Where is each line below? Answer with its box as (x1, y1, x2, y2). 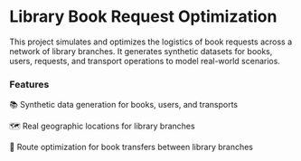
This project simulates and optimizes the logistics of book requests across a (9, 36, 293, 47)
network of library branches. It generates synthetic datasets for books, (9, 45, 273, 56)
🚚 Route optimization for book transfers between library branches (9, 142, 254, 153)
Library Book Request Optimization (9, 6, 277, 27)
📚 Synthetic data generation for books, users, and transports (9, 99, 239, 110)
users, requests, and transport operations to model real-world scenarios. (9, 55, 280, 66)
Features (9, 78, 50, 90)
